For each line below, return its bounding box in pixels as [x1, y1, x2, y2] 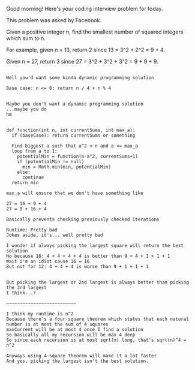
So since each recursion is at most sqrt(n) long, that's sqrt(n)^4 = [6, 337, 187, 343]
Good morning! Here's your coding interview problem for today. [6, 5, 163, 12]
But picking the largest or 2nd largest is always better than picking [6, 279, 189, 285]
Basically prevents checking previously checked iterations [6, 216, 160, 222]
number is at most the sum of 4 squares [6, 321, 109, 327]
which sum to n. [6, 35, 46, 41]
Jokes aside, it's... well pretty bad [6, 232, 103, 238]
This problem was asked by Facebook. [6, 17, 102, 23]
